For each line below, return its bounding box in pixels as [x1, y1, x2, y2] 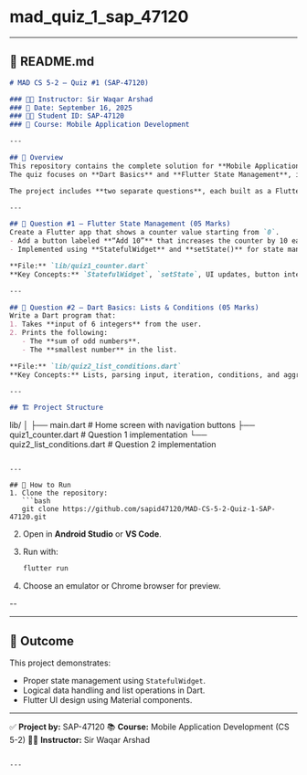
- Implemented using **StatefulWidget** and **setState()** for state [9, 245, 284, 254]
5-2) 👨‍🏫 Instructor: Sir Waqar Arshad [9, 734, 151, 745]
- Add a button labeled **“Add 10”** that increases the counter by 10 [9, 236, 288, 246]
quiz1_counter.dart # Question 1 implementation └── [9, 429, 207, 440]
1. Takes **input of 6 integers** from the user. [9, 319, 203, 330]
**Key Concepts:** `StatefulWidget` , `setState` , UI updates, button [9, 269, 281, 279]
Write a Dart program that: [9, 311, 117, 320]
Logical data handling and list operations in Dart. [22, 685, 206, 696]
